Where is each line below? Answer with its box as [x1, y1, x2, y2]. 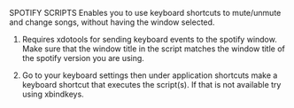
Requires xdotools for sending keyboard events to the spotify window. [21, 35, 277, 44]
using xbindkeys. [21, 89, 84, 99]
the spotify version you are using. [21, 53, 144, 63]
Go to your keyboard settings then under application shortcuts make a [21, 70, 278, 81]
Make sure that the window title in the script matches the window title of [21, 43, 286, 54]
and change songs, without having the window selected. [9, 17, 215, 27]
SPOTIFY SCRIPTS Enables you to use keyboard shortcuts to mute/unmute [9, 8, 282, 18]
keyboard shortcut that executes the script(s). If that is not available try [21, 80, 282, 89]
